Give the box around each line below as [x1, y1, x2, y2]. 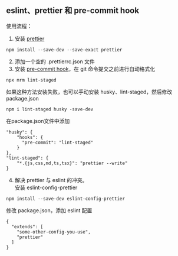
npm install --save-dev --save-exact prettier [6, 47, 123, 53]
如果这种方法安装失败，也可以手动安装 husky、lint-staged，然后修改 [6, 88, 173, 95]
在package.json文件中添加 [6, 117, 70, 124]
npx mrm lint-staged [6, 77, 57, 83]
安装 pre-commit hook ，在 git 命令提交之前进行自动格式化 [14, 65, 155, 72]
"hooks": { [17, 134, 44, 140]
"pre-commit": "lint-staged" [21, 140, 94, 145]
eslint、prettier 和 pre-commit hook [6, 5, 140, 16]
